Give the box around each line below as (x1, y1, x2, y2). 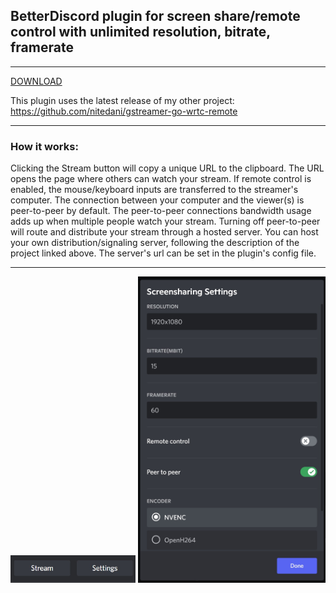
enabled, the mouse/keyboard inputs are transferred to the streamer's (10, 184, 299, 196)
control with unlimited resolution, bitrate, (10, 24, 271, 41)
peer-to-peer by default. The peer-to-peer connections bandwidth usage (10, 205, 312, 217)
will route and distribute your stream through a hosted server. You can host (10, 226, 319, 238)
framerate (10, 39, 74, 56)
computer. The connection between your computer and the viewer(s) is (10, 194, 305, 206)
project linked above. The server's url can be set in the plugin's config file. (10, 247, 317, 259)
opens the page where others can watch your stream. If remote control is (10, 173, 312, 185)
